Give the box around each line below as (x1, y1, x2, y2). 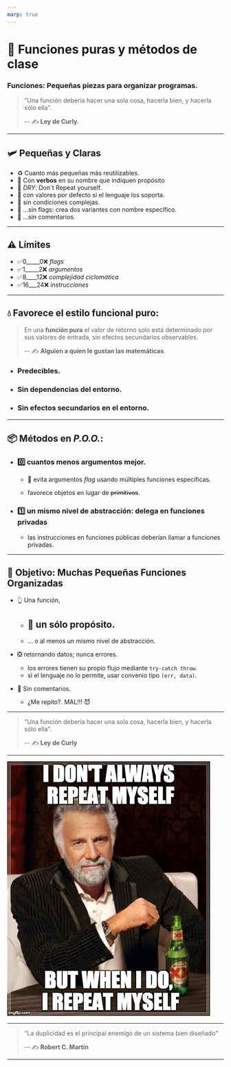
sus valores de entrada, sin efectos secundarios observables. (23, 333, 199, 341)
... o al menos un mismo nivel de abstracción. (27, 637, 156, 646)
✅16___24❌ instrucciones (16, 280, 89, 289)
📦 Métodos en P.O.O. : (7, 433, 104, 445)
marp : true (7, 11, 38, 18)
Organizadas (7, 577, 63, 589)
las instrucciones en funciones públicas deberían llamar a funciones (27, 533, 221, 541)
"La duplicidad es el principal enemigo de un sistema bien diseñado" (23, 1029, 219, 1037)
